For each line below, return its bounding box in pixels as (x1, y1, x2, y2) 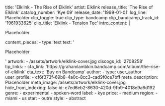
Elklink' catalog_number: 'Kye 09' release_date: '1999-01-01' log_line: (5, 9, 147, 15)
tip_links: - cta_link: (5, 64, 45, 69)
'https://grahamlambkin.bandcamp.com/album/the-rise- (45, 64, 161, 69)
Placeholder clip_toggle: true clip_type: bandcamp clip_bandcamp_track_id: (5, 15, 160, 20)
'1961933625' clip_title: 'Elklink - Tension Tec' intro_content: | (5, 20, 130, 26)
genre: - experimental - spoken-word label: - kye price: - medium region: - (5, 90, 158, 96)
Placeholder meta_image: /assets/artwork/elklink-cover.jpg (5, 79, 126, 85)
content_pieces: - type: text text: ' (5, 39, 75, 45)
